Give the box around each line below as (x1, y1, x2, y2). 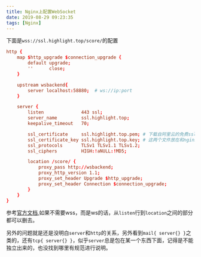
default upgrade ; (28, 60, 71, 66)
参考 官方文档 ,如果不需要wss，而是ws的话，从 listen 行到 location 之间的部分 (6, 209, 193, 216)
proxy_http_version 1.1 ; (38, 170, 100, 176)
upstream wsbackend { (17, 82, 68, 88)
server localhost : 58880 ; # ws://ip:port (28, 87, 133, 93)
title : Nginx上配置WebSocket (6, 8, 77, 15)
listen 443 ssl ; (28, 109, 103, 115)
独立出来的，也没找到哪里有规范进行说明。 (6, 244, 111, 252)
